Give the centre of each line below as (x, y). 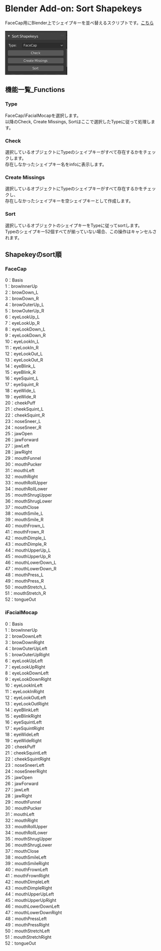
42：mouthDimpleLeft (27, 882)
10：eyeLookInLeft (24, 685)
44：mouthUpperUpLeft (30, 894)
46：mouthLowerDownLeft (32, 906)
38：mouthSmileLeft (26, 857)
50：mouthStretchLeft (27, 931)
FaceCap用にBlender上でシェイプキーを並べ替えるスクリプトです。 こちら (80, 23)
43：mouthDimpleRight (29, 888)
